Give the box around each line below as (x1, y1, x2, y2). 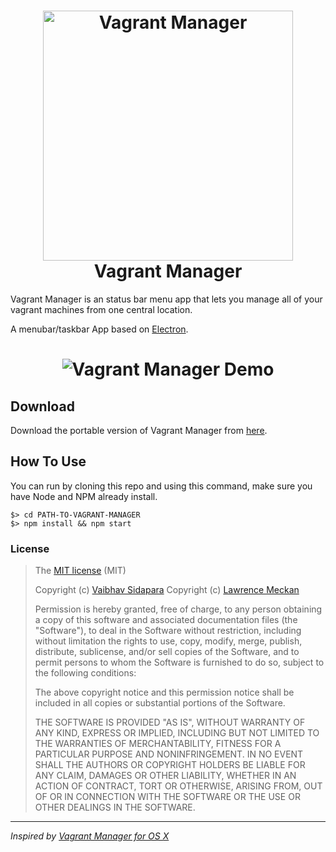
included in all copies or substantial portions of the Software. (34, 697, 286, 709)
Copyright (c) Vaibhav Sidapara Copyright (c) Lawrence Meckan (34, 584, 300, 596)
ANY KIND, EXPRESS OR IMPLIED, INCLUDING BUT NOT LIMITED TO (34, 727, 320, 739)
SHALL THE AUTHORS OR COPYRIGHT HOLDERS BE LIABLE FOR (34, 759, 306, 771)
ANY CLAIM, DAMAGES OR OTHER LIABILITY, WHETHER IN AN (34, 770, 297, 782)
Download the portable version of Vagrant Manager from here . (10, 424, 268, 436)
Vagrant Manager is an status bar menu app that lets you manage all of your (10, 293, 323, 305)
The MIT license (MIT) (34, 565, 127, 577)
